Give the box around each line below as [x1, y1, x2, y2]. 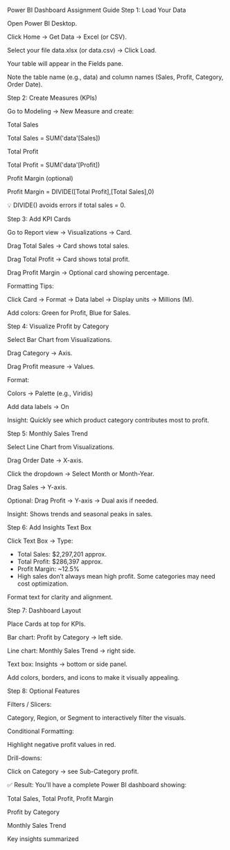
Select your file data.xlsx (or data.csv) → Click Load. [7, 46, 157, 54]
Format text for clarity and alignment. [7, 593, 113, 601]
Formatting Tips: [7, 282, 54, 290]
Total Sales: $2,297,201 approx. [17, 550, 107, 558]
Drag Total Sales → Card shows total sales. [7, 242, 130, 250]
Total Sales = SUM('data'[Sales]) [7, 134, 100, 142]
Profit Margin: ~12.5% [17, 565, 80, 573]
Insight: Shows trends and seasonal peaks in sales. [7, 510, 153, 518]
